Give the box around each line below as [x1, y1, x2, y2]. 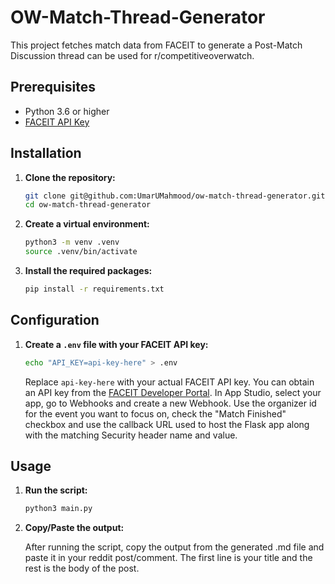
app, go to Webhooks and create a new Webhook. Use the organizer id [24, 397, 317, 409]
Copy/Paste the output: [24, 522, 125, 534]
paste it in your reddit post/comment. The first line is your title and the [24, 552, 313, 564]
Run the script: [24, 484, 88, 496]
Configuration [10, 312, 100, 329]
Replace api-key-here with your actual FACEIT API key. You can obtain [24, 376, 315, 388]
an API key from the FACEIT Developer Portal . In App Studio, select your [24, 386, 322, 398]
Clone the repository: [24, 171, 116, 183]
